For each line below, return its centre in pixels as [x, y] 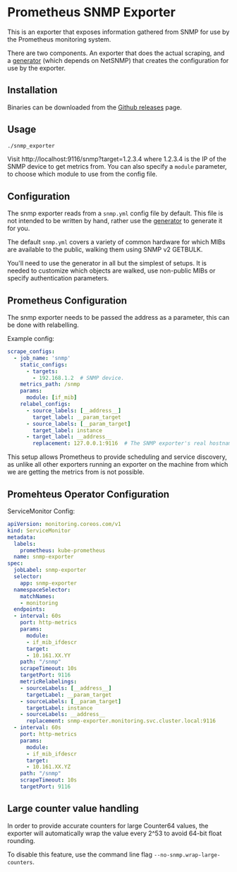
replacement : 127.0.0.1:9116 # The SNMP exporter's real [120, 443]
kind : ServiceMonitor [39, 530]
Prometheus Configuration [67, 300]
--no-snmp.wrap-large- [187, 855]
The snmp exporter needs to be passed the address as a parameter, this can [119, 318]
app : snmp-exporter [49, 583]
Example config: [31, 339]
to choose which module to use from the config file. [82, 174]
